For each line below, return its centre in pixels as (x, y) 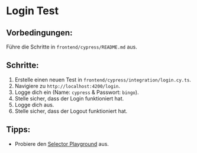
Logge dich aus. (34, 105)
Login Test (33, 11)
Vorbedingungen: (39, 33)
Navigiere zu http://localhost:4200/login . (67, 86)
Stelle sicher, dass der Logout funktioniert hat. (71, 111)
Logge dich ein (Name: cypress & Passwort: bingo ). (77, 92)
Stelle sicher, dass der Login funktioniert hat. (69, 98)
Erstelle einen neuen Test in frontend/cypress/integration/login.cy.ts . (103, 79)
